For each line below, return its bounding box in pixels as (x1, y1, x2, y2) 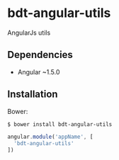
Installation (7, 88, 58, 101)
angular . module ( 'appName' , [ (7, 133, 93, 141)
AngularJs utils (7, 28, 51, 37)
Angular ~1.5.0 (17, 67, 60, 76)
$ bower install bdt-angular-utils (7, 120, 113, 128)
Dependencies (7, 49, 73, 61)
